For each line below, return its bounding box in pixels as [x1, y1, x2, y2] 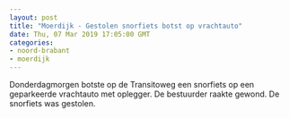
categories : [9, 38, 54, 47]
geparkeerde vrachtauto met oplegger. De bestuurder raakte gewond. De [9, 88, 280, 99]
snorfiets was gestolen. [9, 98, 96, 108]
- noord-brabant [9, 46, 70, 55]
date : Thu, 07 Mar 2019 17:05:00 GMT [9, 29, 151, 38]
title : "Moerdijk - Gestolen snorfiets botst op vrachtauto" [9, 21, 243, 30]
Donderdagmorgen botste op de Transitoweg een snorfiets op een [9, 80, 255, 89]
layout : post [9, 13, 58, 22]
